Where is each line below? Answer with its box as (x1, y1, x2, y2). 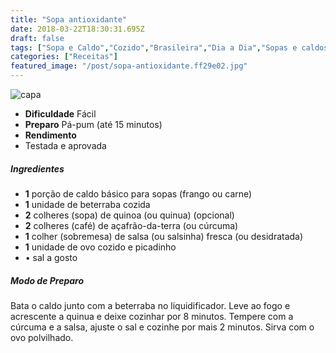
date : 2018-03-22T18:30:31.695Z (10, 24, 145, 34)
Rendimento (24, 129, 77, 141)
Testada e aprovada (24, 140, 107, 151)
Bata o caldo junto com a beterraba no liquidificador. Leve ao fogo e (10, 299, 291, 311)
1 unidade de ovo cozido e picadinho (24, 241, 177, 253)
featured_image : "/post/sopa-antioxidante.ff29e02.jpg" (10, 61, 248, 71)
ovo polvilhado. (10, 331, 74, 343)
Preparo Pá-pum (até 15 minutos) (24, 119, 163, 130)
